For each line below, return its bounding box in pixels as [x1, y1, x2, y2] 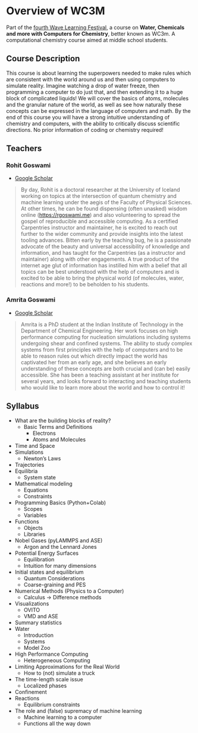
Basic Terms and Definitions [23, 423, 93, 430]
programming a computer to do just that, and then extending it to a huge [6, 88, 183, 96]
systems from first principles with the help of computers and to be [20, 346, 183, 353]
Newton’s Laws [23, 454, 61, 462]
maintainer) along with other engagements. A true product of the [20, 255, 180, 263]
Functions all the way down [23, 720, 91, 727]
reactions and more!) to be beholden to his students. [20, 281, 150, 288]
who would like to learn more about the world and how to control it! [20, 384, 186, 391]
